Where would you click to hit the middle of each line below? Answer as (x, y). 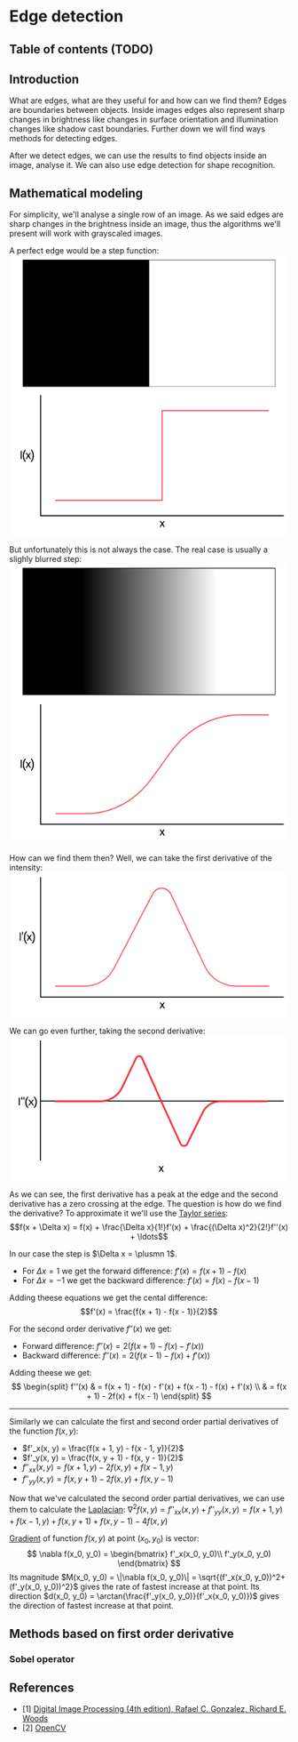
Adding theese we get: (51, 1373)
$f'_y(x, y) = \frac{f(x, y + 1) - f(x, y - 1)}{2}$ (102, 1458)
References (42, 1688)
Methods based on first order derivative (122, 1634)
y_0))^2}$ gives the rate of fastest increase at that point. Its (152, 1587)
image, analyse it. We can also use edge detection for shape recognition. (142, 165)
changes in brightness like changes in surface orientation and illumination (144, 120)
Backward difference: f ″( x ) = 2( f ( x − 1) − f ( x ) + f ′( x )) (116, 1356)
